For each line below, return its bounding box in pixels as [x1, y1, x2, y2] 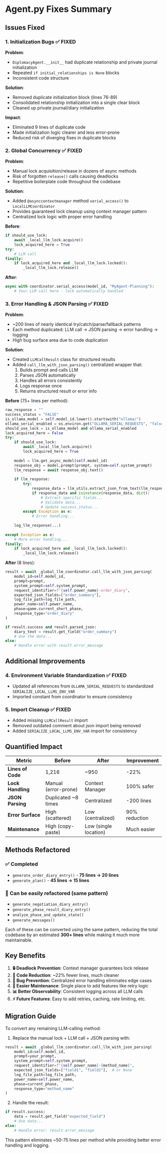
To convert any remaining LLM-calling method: [5, 1025, 101, 1031]
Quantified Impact [5, 742, 63, 751]
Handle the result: [12, 1100, 49, 1106]
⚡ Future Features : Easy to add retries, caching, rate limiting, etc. [12, 996, 146, 1002]
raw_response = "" [5, 407, 43, 412]
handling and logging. [5, 1142, 50, 1148]
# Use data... [14, 1119, 43, 1124]
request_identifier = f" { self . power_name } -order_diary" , [14, 588, 130, 593]
